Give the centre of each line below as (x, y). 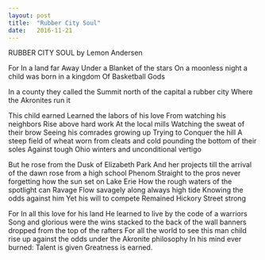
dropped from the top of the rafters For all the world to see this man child (128, 231)
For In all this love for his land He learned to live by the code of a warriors (128, 214)
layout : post (30, 15)
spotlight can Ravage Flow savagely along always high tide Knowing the (126, 190)
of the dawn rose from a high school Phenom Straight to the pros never (125, 173)
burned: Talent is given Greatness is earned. (81, 247)
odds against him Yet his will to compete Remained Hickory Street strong (127, 198)
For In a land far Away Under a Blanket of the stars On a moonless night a (128, 68)
